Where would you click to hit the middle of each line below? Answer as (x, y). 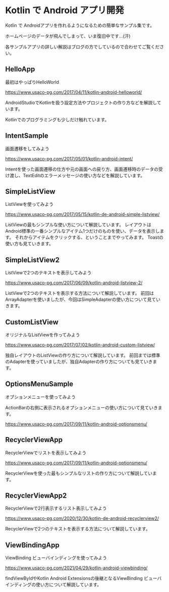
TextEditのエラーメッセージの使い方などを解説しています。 (84, 175)
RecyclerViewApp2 (36, 496)
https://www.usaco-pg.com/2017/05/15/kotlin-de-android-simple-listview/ (82, 214)
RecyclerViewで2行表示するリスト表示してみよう (56, 508)
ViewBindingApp (32, 545)
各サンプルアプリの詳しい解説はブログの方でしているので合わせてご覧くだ (82, 46)
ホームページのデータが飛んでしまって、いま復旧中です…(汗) (68, 36)
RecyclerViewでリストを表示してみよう (46, 453)
